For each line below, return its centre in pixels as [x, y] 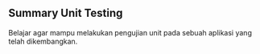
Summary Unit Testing [66, 13]
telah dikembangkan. [43, 41]
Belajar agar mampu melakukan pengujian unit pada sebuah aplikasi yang [130, 32]
